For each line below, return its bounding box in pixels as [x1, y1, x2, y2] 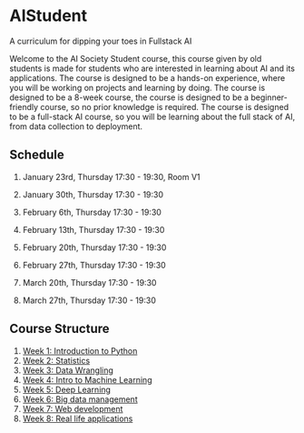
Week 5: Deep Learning [22, 384, 112, 395]
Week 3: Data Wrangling [22, 365, 113, 376]
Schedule [9, 147, 65, 163]
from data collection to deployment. [9, 120, 143, 132]
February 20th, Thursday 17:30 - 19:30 [22, 242, 167, 253]
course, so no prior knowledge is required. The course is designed [40, 101, 289, 112]
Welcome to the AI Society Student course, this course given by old [9, 53, 262, 64]
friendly [9, 101, 39, 112]
